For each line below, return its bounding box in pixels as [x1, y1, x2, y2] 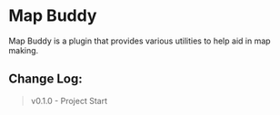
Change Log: [8, 72, 83, 87]
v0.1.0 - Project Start [30, 95, 108, 106]
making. [8, 44, 39, 55]
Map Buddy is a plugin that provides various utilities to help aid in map [8, 35, 271, 46]
